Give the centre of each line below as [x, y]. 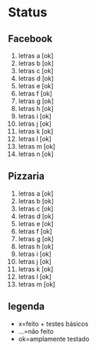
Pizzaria [26, 176]
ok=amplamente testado [54, 339]
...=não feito [36, 331]
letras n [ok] [36, 154]
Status [28, 12]
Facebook [30, 39]
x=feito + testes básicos [53, 324]
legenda [26, 307]
